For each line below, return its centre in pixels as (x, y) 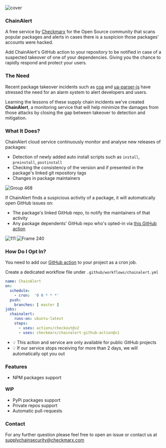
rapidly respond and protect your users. (46, 63)
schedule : (20, 291)
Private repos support (35, 406)
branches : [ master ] (36, 305)
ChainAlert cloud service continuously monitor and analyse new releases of (83, 142)
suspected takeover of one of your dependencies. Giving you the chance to (83, 57)
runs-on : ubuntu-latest (39, 319)
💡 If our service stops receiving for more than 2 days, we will (75, 348)
